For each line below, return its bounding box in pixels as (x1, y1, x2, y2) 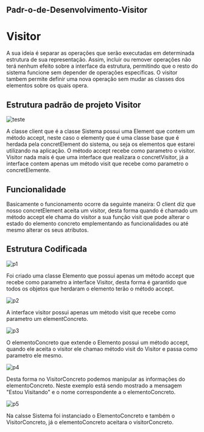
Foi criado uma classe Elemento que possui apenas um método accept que (6, 272, 195, 279)
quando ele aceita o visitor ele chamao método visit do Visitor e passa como (6, 345, 198, 353)
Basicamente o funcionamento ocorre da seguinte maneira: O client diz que (6, 200, 196, 207)
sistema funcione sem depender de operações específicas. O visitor (6, 69, 178, 76)
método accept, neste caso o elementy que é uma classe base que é (6, 134, 180, 142)
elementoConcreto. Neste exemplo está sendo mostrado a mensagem (6, 381, 182, 389)
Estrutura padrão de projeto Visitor (6, 99, 141, 110)
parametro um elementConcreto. (6, 315, 88, 322)
